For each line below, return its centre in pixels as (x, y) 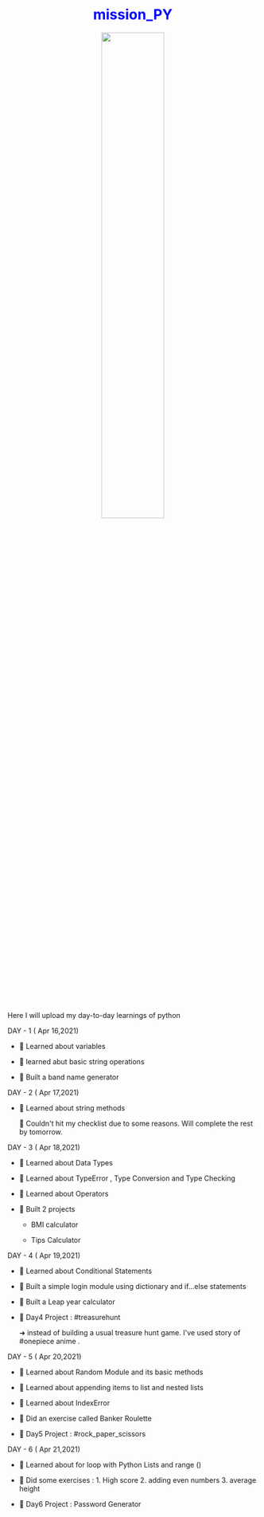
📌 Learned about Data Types (66, 1162)
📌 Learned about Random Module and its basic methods (111, 1372)
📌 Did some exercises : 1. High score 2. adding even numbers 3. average (138, 1480)
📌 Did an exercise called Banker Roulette (85, 1418)
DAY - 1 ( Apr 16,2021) (43, 1031)
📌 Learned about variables (62, 1046)
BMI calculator (54, 1224)
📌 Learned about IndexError (64, 1403)
